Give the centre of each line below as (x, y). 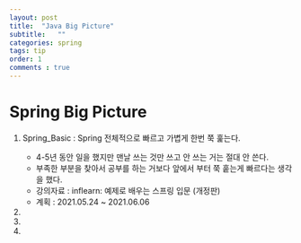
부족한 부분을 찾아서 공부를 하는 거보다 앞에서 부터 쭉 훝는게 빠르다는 (155, 168)
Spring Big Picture (78, 112)
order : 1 (26, 59)
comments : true (40, 68)
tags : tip (28, 51)
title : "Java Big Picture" (62, 26)
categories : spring (46, 43)
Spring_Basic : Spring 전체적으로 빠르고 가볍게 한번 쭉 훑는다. (131, 138)
